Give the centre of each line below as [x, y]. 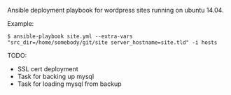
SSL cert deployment [48, 69]
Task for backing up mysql [56, 76]
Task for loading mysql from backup [69, 84]
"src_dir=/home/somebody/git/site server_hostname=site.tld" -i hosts [112, 43]
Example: [21, 23]
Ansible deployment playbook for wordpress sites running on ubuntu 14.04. [115, 10]
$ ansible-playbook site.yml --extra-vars [70, 36]
